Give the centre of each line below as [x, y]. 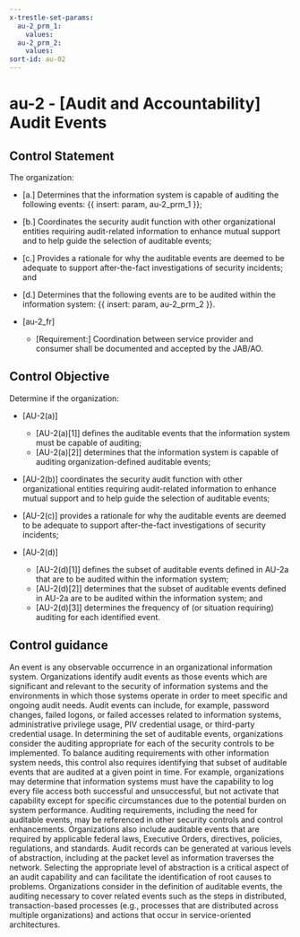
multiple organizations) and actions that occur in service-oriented [130, 915]
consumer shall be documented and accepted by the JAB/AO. [150, 348]
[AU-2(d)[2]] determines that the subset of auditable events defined [161, 588]
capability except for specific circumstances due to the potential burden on [148, 801]
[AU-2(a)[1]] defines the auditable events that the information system [163, 433]
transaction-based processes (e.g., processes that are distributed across [144, 905]
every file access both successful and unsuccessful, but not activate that [144, 791]
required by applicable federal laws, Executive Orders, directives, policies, [146, 838]
